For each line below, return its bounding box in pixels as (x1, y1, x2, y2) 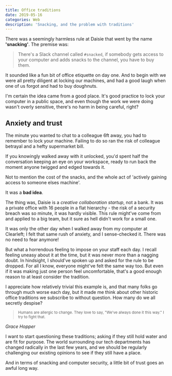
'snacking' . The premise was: (5, 42, 69, 48)
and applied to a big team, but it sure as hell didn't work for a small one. (5, 216, 157, 222)
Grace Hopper (5, 324, 36, 330)
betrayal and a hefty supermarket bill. (5, 143, 85, 149)
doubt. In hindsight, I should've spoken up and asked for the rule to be (5, 258, 154, 264)
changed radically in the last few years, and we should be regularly (5, 344, 147, 350)
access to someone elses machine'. (5, 180, 81, 186)
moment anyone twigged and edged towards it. (5, 164, 106, 170)
